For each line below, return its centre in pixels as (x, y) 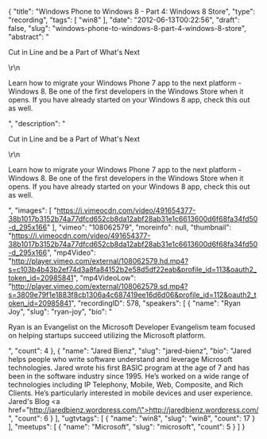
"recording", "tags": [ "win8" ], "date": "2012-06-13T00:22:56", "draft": (124, 20)
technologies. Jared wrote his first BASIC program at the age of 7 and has (129, 368)
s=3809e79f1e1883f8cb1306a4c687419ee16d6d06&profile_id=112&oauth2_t (132, 295)
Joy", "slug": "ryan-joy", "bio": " (60, 312)
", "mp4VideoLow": (104, 278)
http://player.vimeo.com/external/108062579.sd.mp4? (100, 286)
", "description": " (37, 123)
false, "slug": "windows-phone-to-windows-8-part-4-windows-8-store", (127, 28)
